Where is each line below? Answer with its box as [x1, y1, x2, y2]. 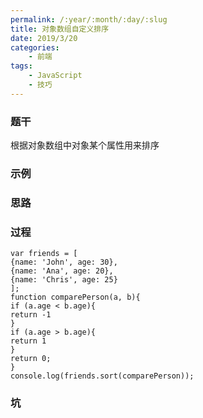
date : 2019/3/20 [10, 33, 78, 43]
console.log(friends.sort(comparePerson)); [10, 371, 195, 381]
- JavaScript [28, 71, 83, 81]
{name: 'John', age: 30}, [10, 257, 118, 268]
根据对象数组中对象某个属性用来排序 [10, 139, 160, 151]
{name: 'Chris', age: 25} [10, 275, 118, 285]
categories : [10, 42, 60, 53]
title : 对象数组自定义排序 [10, 24, 110, 34]
